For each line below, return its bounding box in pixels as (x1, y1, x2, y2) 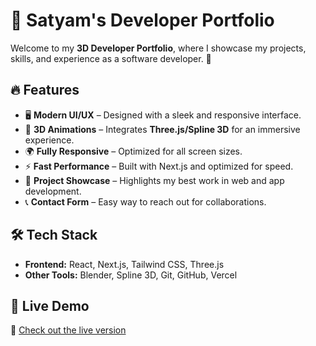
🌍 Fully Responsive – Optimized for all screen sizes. (24, 145, 243, 157)
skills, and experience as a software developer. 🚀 (10, 52, 212, 64)
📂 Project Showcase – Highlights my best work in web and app (24, 174, 285, 186)
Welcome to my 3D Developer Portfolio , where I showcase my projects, (10, 42, 307, 54)
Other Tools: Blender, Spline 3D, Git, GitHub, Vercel (24, 269, 238, 281)
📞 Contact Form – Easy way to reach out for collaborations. (24, 195, 267, 208)
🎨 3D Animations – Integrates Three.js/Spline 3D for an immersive (24, 123, 301, 135)
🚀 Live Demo (10, 297, 90, 314)
